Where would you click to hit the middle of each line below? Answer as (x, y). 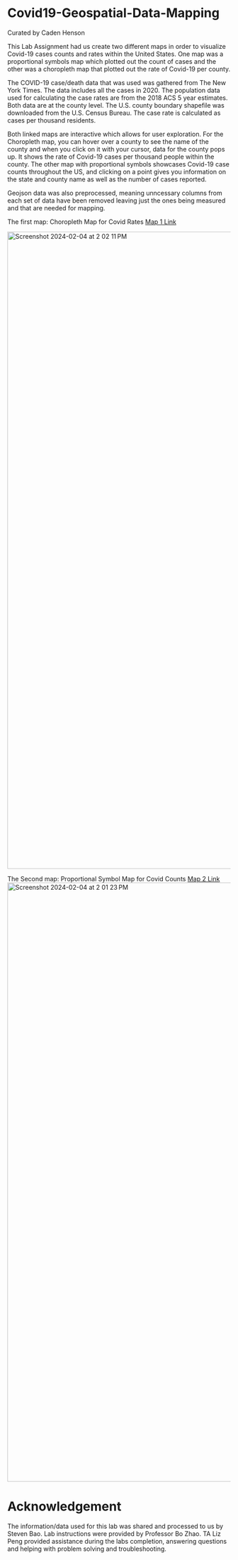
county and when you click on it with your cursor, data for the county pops (116, 149)
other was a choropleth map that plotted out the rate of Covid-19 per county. (119, 69)
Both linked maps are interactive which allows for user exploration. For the (115, 134)
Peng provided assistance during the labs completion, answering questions (117, 1541)
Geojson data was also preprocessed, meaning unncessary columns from (115, 193)
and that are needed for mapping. (56, 208)
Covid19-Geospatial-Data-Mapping (113, 13)
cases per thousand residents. (52, 120)
